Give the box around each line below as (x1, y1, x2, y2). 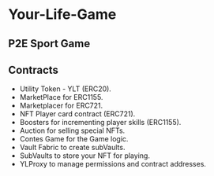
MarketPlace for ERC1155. (19, 93, 103, 102)
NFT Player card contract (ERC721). (19, 109, 136, 119)
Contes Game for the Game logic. (19, 134, 129, 144)
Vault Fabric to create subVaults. (19, 143, 126, 152)
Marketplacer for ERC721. (19, 101, 103, 111)
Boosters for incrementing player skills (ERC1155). (19, 118, 182, 127)
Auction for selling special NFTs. (19, 126, 126, 135)
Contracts (8, 63, 59, 76)
